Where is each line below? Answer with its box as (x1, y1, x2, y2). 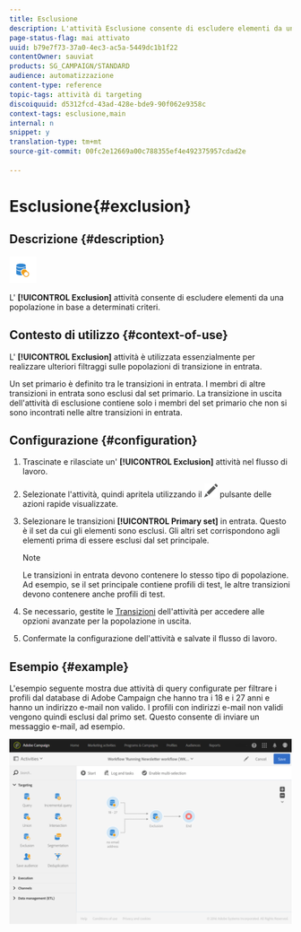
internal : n (9, 118, 54, 127)
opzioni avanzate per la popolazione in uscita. (21, 615, 192, 627)
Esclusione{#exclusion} (9, 196, 192, 216)
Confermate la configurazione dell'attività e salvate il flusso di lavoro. (21, 633, 278, 644)
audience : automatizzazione (9, 72, 115, 81)
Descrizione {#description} (9, 231, 166, 247)
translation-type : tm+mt (9, 137, 102, 147)
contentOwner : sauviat (9, 52, 94, 62)
